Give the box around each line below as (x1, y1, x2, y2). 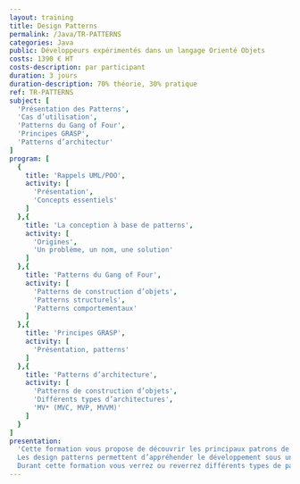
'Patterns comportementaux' (32, 304, 138, 313)
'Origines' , (32, 238, 78, 246)
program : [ (9, 154, 50, 163)
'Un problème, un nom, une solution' (32, 246, 174, 255)
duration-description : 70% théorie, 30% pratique (9, 79, 198, 88)
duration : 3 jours (9, 71, 78, 80)
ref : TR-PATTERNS (9, 88, 74, 96)
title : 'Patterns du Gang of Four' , (25, 271, 162, 280)
